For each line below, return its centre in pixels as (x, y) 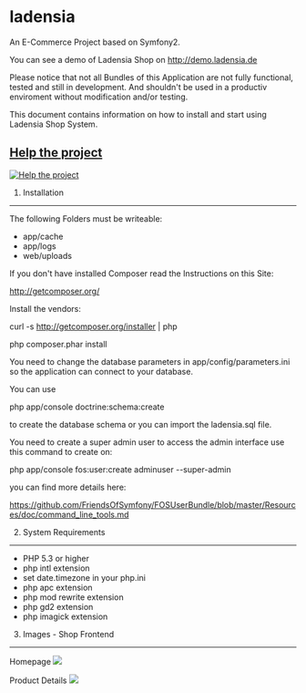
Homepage (31, 661)
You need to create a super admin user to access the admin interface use (147, 442)
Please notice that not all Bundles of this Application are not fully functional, (152, 77)
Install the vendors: (46, 308)
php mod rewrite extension (73, 597)
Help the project (56, 153)
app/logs (39, 246)
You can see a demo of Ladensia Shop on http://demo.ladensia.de (133, 59)
